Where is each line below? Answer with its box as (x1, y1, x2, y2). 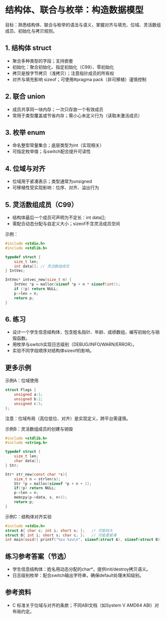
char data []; (14, 458, 41, 463)
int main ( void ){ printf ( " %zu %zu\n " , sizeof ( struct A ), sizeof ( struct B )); (5, 537, 165, 542)
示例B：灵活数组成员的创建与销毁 (5, 426, 73, 432)
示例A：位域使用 (5, 377, 39, 383)
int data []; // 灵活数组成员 (14, 264, 70, 269)
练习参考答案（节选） (5, 552, 70, 561)
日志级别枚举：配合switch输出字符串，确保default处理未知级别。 (12, 573, 144, 578)
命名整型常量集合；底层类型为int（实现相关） (12, 142, 105, 148)
